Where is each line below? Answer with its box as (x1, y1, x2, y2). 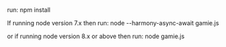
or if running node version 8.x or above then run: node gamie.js (7, 32, 185, 40)
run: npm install (7, 6, 51, 14)
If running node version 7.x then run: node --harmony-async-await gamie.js (7, 19, 220, 27)
